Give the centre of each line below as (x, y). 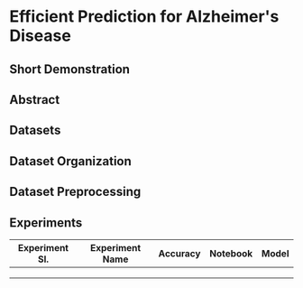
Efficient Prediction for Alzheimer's (144, 17)
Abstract (35, 100)
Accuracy (179, 253)
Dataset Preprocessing (75, 192)
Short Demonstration (70, 69)
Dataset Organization (71, 161)
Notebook (231, 253)
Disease (41, 36)
